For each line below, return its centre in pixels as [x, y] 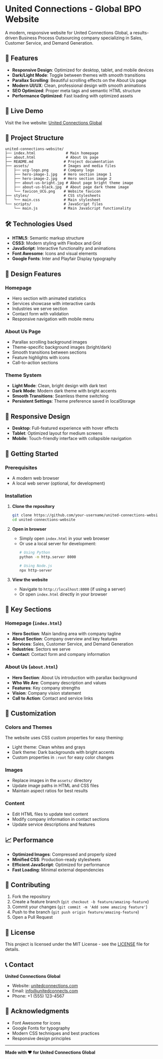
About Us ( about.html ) [32, 667]
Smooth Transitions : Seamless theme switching [60, 396]
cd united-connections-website [44, 520]
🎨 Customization [31, 713]
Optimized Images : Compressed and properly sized [64, 854]
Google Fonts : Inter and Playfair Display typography [64, 259]
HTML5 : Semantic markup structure [48, 238]
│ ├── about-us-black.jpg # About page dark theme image [67, 187]
